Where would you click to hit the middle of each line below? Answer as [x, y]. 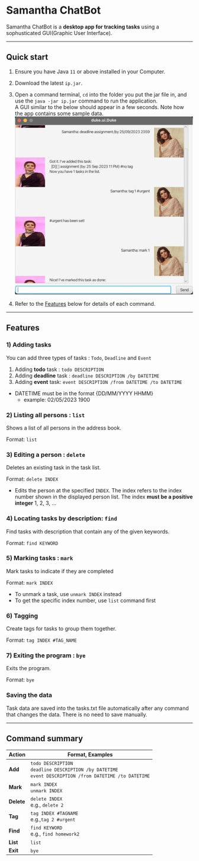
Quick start [27, 57]
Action [17, 755]
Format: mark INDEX [30, 582]
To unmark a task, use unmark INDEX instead [68, 594]
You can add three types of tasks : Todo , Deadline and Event [79, 358]
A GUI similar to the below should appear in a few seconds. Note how [99, 107]
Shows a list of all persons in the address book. [64, 428]
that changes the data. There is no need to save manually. [77, 714]
